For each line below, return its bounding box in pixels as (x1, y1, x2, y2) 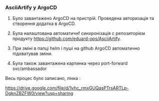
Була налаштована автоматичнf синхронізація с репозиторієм (12, 30, 146, 36)
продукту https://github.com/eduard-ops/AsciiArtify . (12, 35, 121, 41)
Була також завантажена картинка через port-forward (12, 60, 128, 66)
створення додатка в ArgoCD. (12, 20, 76, 26)
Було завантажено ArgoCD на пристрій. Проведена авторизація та (12, 15, 155, 21)
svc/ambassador (12, 65, 47, 71)
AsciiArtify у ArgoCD (5, 4, 57, 11)
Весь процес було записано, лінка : (5, 75, 81, 81)
